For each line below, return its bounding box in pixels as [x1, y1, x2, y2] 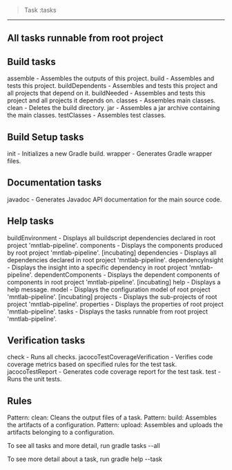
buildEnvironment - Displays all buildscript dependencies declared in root [7, 233, 216, 242]
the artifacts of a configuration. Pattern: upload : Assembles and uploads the [7, 421, 223, 429]
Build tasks [7, 55, 57, 68]
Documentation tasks [7, 177, 102, 189]
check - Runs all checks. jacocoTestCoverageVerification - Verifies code [7, 353, 213, 361]
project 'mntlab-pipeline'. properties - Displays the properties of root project [7, 300, 224, 308]
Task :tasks [23, 6, 57, 14]
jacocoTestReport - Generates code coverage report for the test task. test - [7, 368, 221, 376]
